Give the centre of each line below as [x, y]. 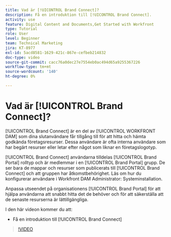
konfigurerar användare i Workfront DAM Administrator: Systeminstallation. [84, 178]
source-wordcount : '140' [32, 72]
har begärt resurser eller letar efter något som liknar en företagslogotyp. [81, 147]
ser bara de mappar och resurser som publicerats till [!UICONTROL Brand [82, 168]
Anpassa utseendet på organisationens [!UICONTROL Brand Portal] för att [83, 189]
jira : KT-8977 [20, 48]
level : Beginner [22, 39]
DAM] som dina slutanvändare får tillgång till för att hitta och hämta [76, 136]
